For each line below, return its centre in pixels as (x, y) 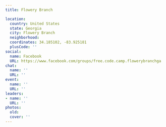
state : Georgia (26, 28)
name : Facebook (26, 56)
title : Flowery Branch (29, 10)
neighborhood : (24, 38)
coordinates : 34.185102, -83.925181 (48, 42)
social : (13, 51)
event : (12, 80)
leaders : (14, 93)
